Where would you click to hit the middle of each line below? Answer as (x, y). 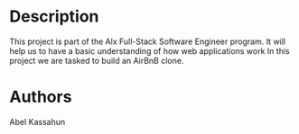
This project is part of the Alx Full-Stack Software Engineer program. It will (148, 41)
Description (54, 17)
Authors (41, 97)
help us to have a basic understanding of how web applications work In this (150, 50)
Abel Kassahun (37, 121)
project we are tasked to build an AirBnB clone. (97, 60)
